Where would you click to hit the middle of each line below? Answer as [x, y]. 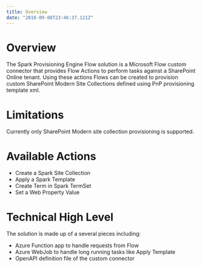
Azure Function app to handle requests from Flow [77, 246]
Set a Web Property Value [47, 193]
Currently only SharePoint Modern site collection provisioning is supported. [100, 132]
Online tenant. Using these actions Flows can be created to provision [92, 77]
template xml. [23, 90]
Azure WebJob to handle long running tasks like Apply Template [95, 252]
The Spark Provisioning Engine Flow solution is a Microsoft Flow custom [96, 64]
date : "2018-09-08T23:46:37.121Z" [50, 18]
